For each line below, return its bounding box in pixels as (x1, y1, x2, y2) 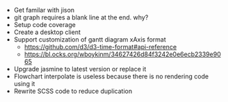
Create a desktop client (13, 28, 81, 36)
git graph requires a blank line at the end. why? (13, 13, 149, 22)
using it (13, 80, 35, 87)
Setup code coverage (13, 21, 76, 28)
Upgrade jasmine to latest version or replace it (13, 65, 147, 73)
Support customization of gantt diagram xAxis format (13, 35, 167, 44)
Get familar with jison (13, 6, 75, 14)
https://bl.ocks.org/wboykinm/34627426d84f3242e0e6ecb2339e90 (24, 50, 221, 58)
